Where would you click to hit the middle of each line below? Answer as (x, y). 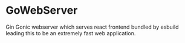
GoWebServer (42, 10)
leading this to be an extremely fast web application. (71, 33)
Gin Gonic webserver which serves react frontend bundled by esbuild (92, 27)
